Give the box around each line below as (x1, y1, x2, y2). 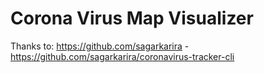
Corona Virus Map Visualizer (10, 7, 254, 30)
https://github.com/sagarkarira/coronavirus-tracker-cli (10, 50, 235, 62)
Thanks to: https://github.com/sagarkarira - (10, 40, 190, 52)
